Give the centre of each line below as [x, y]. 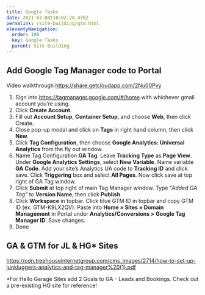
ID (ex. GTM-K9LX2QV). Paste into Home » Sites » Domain [89, 207]
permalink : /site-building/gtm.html [53, 23]
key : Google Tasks [35, 40]
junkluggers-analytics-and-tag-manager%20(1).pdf [71, 267]
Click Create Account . [43, 110]
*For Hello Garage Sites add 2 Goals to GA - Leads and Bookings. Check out [103, 279]
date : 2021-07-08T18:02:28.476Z [47, 18]
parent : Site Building [41, 46]
